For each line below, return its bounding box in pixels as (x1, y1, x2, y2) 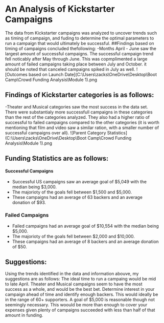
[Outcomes (5, 71, 28, 77)
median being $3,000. (12, 184, 57, 190)
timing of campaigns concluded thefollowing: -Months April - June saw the (5, 45, 157, 51)
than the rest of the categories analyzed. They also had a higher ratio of (5, 114, 150, 120)
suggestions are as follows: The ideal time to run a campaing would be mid (5, 276, 156, 282)
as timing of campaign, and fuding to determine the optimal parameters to (5, 35, 154, 41)
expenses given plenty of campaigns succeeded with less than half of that (5, 307, 155, 313)
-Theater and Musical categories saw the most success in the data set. (5, 104, 148, 109)
